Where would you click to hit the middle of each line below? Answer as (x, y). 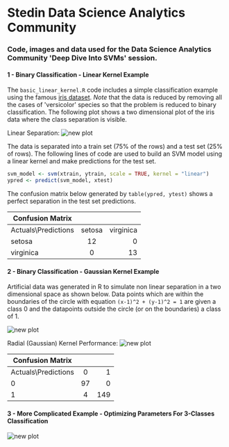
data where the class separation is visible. (67, 120)
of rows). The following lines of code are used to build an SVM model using (115, 154)
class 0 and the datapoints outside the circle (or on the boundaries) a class (114, 309)
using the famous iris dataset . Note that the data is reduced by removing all (114, 97)
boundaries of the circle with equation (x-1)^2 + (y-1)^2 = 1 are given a (112, 302)
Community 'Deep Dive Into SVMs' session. (82, 58)
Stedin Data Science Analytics (96, 13)
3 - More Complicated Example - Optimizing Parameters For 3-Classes (111, 413)
